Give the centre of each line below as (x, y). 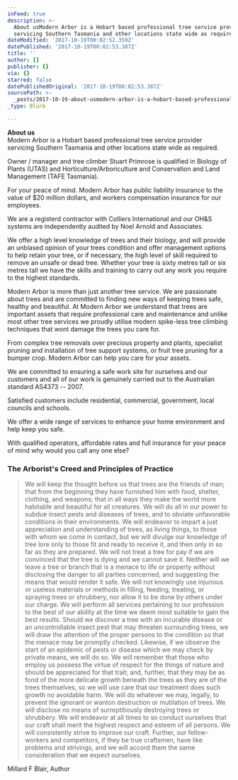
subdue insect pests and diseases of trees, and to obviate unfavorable (127, 514)
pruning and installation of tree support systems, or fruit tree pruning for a (115, 350)
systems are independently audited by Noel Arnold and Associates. (106, 226)
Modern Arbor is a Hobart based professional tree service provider (105, 140)
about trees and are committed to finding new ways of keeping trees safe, (115, 299)
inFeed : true (27, 14)
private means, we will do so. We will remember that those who (117, 657)
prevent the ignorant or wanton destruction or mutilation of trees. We (125, 703)
